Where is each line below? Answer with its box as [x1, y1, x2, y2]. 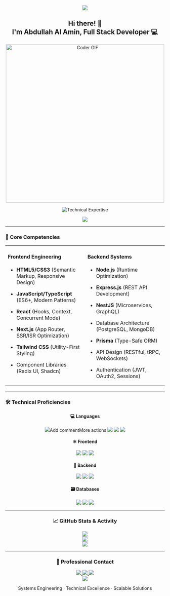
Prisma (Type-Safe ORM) [96, 337, 158, 344]
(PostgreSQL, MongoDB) [96, 325, 155, 332]
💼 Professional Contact [56, 558, 114, 565]
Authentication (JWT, [96, 366, 147, 373]
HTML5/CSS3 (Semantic [16, 266, 76, 273]
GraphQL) [96, 308, 120, 315]
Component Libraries [16, 361, 67, 368]
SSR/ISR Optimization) [16, 332, 70, 339]
